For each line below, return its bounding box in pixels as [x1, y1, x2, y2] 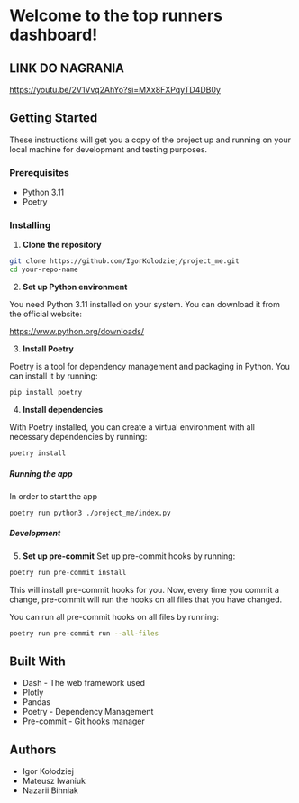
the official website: [9, 308, 83, 320]
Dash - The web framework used [22, 678, 146, 689]
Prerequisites [9, 166, 69, 178]
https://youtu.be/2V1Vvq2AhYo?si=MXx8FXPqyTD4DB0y [9, 85, 221, 95]
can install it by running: [9, 370, 98, 381]
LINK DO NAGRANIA [9, 60, 124, 76]
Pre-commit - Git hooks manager [22, 716, 146, 726]
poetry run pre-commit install [9, 568, 127, 577]
